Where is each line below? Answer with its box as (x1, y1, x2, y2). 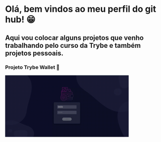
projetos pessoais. (5, 49, 64, 57)
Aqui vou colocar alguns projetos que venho (5, 34, 144, 42)
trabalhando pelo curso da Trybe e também (5, 41, 141, 50)
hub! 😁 (5, 14, 36, 25)
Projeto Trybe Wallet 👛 (5, 64, 60, 71)
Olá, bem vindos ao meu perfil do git (5, 3, 157, 15)
